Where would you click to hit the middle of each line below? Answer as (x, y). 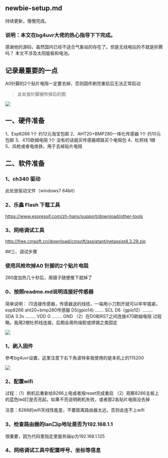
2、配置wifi (19, 381)
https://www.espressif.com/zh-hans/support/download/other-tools (74, 216)
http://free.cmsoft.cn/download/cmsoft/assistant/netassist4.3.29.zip (75, 241)
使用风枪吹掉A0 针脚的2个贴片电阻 (47, 265)
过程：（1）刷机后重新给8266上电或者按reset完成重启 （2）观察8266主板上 (82, 393)
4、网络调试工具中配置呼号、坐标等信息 (53, 450)
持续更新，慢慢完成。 (27, 21)
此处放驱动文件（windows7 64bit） (41, 191)
